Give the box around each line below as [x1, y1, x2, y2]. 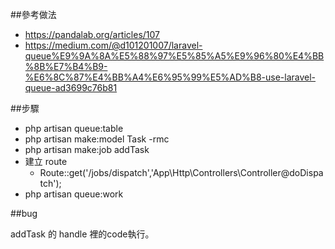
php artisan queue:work [24, 188, 124, 200]
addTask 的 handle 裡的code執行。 [10, 228, 155, 240]
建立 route [24, 156, 68, 167]
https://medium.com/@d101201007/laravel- [24, 39, 203, 51]
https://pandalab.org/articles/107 [24, 29, 160, 40]
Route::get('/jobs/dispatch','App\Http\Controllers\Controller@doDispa [39, 167, 324, 178]
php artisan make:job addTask [24, 144, 150, 155]
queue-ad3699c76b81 [24, 82, 118, 93]
